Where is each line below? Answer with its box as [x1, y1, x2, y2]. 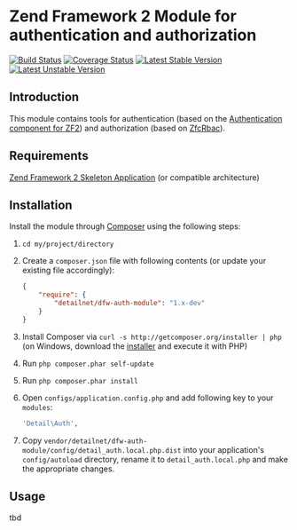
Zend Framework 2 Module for [9, 6, 237, 27]
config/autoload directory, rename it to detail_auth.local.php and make [21, 454, 288, 464]
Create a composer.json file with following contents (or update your [21, 256, 267, 266]
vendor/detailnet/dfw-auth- [43, 437, 148, 446]
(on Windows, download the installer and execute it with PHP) [21, 340, 248, 352]
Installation [9, 197, 73, 212]
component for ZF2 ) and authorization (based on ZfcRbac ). [9, 123, 226, 133]
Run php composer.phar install [21, 375, 139, 385]
